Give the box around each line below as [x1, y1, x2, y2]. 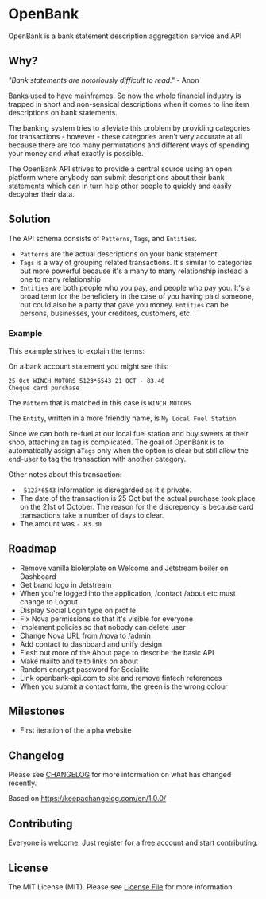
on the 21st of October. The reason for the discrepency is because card [19, 502, 254, 511]
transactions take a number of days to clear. [19, 510, 164, 520]
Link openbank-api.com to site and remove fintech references [19, 673, 222, 682]
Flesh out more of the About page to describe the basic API [19, 647, 214, 657]
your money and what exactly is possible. [8, 148, 145, 158]
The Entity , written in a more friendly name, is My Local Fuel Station [8, 413, 237, 423]
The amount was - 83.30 [19, 518, 102, 528]
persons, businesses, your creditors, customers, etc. [19, 308, 192, 318]
